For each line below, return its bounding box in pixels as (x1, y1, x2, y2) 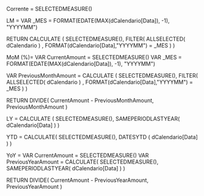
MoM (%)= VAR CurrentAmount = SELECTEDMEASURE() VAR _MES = (6, 54, 182, 60)
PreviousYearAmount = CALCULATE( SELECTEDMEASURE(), (6, 158, 159, 165)
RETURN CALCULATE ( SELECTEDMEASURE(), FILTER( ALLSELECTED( (6, 35, 186, 42)
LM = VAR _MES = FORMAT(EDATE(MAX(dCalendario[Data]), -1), (6, 17, 170, 24)
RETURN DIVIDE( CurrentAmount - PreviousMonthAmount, (6, 97, 154, 104)
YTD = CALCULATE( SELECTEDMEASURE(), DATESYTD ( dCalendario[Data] (6, 134, 199, 140)
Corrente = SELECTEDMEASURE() (6, 5, 93, 12)
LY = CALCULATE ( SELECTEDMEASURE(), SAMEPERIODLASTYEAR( (6, 115, 180, 122)
